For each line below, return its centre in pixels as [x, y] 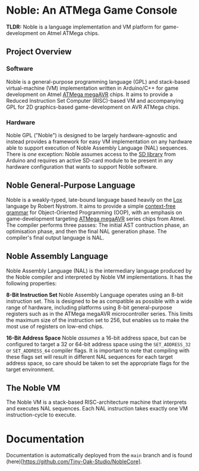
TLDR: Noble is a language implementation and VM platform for [84, 27]
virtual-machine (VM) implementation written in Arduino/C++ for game [92, 88]
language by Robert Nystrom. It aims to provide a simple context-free [91, 206]
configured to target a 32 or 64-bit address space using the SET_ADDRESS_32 [99, 344]
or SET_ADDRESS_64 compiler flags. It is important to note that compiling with [98, 350]
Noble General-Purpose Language [71, 186]
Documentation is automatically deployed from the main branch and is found [99, 456]
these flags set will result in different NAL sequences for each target [90, 356]
